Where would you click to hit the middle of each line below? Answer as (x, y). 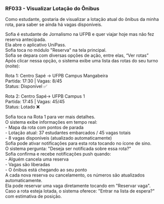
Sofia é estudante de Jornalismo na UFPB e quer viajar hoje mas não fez (80, 34)
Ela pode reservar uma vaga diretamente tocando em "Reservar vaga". (78, 186)
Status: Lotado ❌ (22, 107)
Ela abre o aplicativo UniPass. (36, 45)
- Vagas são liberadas (28, 165)
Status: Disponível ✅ (26, 86)
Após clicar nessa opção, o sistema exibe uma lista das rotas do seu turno (82, 61)
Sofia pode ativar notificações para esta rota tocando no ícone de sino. (78, 143)
